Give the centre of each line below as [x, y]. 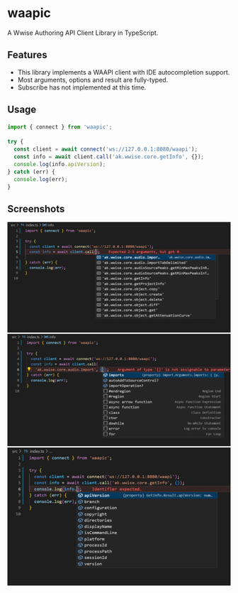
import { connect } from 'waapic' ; [60, 127]
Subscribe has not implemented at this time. [82, 87]
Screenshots [36, 208]
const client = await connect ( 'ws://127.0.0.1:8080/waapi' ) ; [106, 149]
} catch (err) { [31, 172]
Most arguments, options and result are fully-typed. [93, 80]
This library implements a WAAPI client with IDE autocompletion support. [124, 72]
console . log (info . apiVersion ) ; [60, 164]
